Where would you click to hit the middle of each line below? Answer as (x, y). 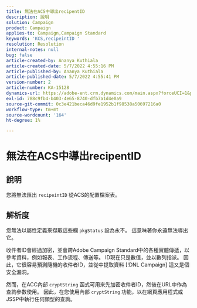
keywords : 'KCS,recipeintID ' (43, 39)
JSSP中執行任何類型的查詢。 (41, 299)
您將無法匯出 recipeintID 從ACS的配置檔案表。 (63, 195)
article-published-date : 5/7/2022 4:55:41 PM (62, 77)
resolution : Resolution (35, 45)
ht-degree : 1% (23, 121)
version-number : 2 (28, 83)
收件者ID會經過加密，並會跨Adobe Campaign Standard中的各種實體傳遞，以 (98, 250)
